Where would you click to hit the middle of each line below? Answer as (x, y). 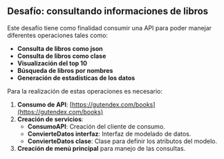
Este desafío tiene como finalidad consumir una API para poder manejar (110, 28)
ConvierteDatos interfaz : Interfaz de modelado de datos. (109, 134)
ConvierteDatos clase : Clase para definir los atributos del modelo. (122, 141)
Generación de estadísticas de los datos (76, 78)
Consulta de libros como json (60, 48)
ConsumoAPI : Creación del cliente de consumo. (96, 126)
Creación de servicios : (50, 119)
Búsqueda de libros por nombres (65, 70)
